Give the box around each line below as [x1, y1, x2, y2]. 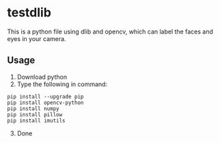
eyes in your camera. [7, 34, 66, 42]
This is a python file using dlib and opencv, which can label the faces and [7, 27, 213, 36]
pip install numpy [7, 105, 59, 112]
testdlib [7, 5, 51, 21]
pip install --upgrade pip [7, 93, 84, 100]
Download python [16, 73, 67, 81]
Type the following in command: [16, 80, 108, 88]
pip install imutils [7, 117, 66, 124]
